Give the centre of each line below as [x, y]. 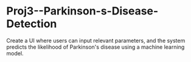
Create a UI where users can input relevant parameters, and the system [96, 40]
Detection [32, 24]
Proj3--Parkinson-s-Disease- [82, 11]
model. [15, 53]
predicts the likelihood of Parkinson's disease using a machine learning [95, 47]
